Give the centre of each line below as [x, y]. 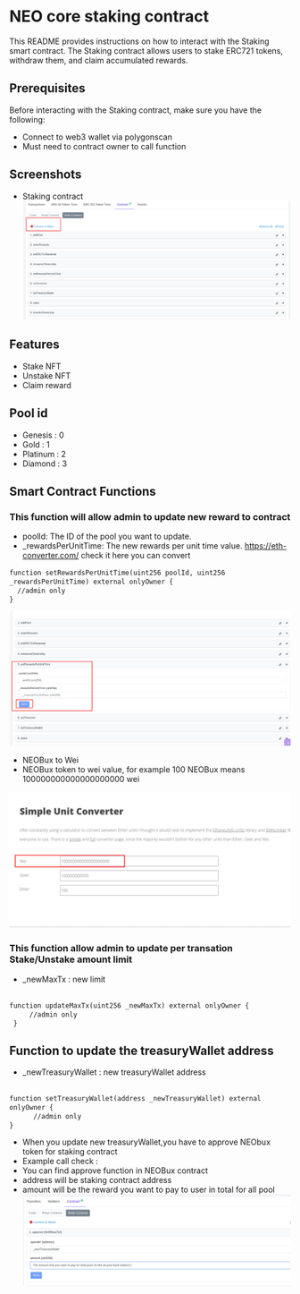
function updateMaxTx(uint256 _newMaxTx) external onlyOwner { [129, 1005]
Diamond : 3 [45, 464]
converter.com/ [50, 556]
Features [34, 345]
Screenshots [46, 175]
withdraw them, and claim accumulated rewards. [99, 60]
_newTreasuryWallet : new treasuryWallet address [114, 1072]
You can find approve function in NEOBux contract [115, 1171]
